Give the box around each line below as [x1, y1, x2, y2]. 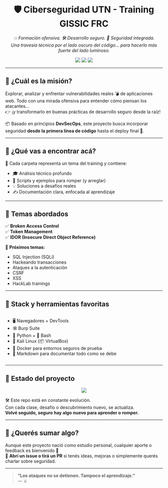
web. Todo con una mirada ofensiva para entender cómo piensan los [5, 98, 147, 104]
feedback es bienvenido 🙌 [5, 447, 59, 453]
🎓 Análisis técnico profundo [12, 170, 72, 176]
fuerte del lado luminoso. [58, 47, 110, 53]
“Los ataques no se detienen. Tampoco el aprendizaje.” [17, 472, 135, 478]
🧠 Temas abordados [5, 210, 68, 218]
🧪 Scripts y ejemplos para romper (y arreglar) [12, 177, 106, 183]
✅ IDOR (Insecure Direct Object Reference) [5, 234, 96, 240]
